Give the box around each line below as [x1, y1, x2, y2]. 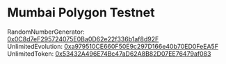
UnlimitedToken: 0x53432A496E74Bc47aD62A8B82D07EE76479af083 [7, 50, 211, 58]
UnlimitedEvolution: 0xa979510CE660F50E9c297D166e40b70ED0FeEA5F [7, 42, 219, 50]
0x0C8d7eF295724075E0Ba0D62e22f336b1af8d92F [7, 34, 159, 43]
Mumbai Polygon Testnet [7, 5, 155, 21]
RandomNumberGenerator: [7, 28, 85, 36]
